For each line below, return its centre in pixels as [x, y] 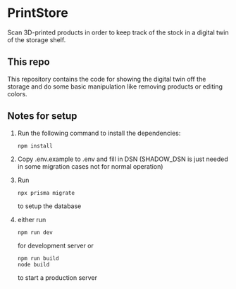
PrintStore [38, 13]
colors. [17, 94]
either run [32, 219]
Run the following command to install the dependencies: [99, 133]
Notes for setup [42, 116]
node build [33, 264]
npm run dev [35, 232]
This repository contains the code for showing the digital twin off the [107, 79]
